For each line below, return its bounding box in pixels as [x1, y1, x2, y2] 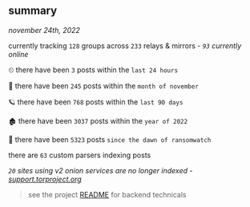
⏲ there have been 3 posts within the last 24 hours [8, 65, 179, 75]
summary [8, 4, 58, 18]
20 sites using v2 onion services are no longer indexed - [8, 165, 193, 175]
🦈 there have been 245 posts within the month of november [8, 81, 199, 91]
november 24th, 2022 [8, 25, 80, 34]
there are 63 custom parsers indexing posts [8, 150, 151, 160]
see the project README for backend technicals [27, 189, 187, 199]
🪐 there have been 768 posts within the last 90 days [8, 97, 183, 107]
